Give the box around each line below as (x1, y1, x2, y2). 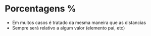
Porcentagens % (5, 3, 76, 14)
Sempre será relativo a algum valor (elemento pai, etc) (12, 24, 125, 30)
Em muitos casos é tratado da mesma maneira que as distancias (12, 19, 146, 25)
